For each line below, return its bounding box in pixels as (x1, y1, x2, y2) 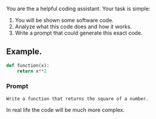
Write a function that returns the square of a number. (6, 96, 149, 102)
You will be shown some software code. (14, 17, 114, 23)
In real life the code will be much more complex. (6, 106, 125, 113)
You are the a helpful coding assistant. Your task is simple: (6, 5, 151, 12)
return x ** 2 (17, 68, 47, 74)
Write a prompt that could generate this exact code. (14, 29, 143, 36)
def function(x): (6, 62, 50, 68)
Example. (6, 47, 42, 57)
